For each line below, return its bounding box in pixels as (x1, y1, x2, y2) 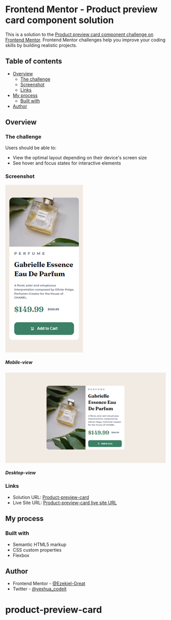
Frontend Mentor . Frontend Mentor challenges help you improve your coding (5, 37, 166, 43)
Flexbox (12, 552, 30, 558)
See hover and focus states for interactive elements (12, 160, 121, 166)
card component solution (5, 14, 114, 26)
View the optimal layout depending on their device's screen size (12, 155, 147, 161)
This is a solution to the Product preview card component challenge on (5, 31, 154, 37)
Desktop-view (5, 470, 36, 476)
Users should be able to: (5, 145, 57, 151)
